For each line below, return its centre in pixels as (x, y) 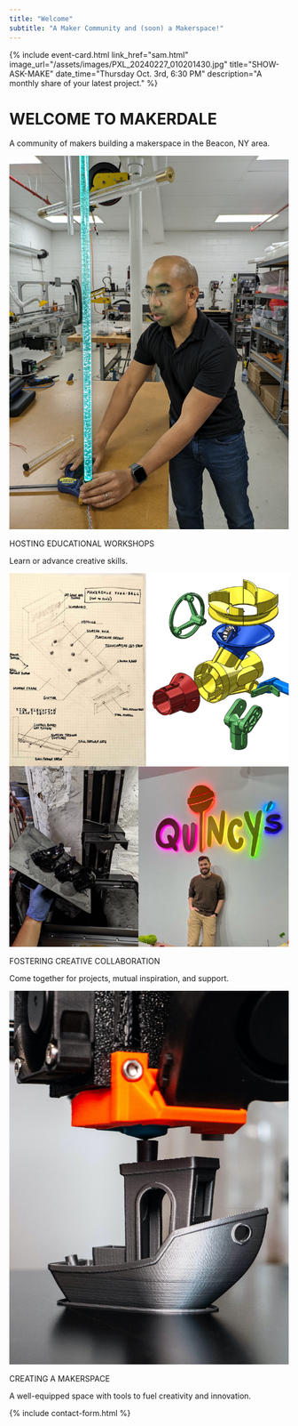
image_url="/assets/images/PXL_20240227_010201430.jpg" (118, 64)
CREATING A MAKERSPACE (60, 1379)
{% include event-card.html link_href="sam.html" (99, 54)
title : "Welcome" (41, 19)
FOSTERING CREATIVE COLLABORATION (85, 962)
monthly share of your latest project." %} (83, 83)
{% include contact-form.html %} (70, 1414)
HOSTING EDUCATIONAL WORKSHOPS (82, 544)
